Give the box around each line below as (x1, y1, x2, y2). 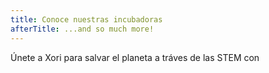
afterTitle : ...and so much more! (10, 24, 155, 34)
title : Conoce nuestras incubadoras (10, 14, 163, 25)
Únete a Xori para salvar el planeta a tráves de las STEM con (10, 51, 260, 63)
